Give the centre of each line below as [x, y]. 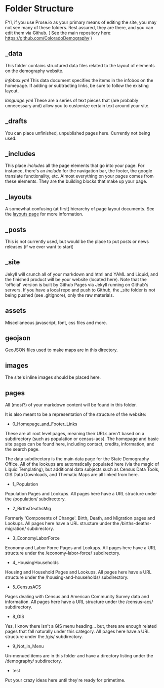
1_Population [25, 484]
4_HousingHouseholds [36, 563]
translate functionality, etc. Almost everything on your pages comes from [80, 176]
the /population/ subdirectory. [35, 499]
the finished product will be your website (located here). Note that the [76, 279]
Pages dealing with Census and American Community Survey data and [77, 597]
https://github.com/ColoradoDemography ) [49, 38]
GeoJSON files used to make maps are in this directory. [61, 350]
